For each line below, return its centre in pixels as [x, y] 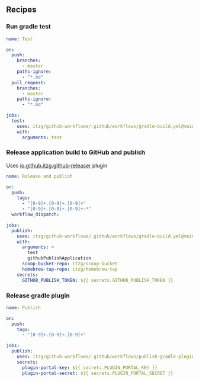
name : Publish [24, 307]
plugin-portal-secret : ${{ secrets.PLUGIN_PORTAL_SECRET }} [97, 373]
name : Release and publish [39, 176]
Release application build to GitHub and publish [76, 152]
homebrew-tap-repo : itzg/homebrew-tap [70, 269]
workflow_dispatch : [36, 215]
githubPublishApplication [60, 258]
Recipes [21, 10]
